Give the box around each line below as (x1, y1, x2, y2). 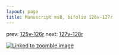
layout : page (6, 8, 39, 15)
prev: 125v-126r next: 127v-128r (6, 30, 83, 37)
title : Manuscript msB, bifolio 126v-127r (6, 14, 113, 20)
